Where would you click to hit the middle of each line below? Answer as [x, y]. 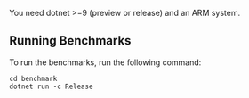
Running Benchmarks [70, 41]
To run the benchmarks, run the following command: [105, 62]
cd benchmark [33, 78]
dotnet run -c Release [51, 86]
